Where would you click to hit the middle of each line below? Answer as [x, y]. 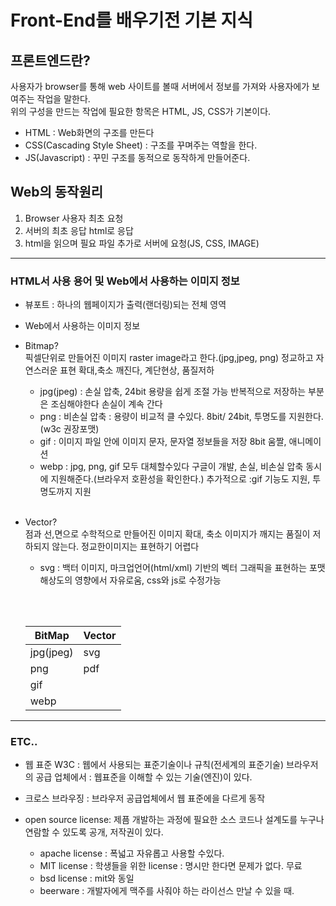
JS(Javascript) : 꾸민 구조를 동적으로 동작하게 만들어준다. [137, 157]
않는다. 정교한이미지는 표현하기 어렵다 [125, 547]
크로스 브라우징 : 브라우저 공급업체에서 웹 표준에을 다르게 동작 [145, 798]
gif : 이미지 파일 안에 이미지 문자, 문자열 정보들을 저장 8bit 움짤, [163, 442]
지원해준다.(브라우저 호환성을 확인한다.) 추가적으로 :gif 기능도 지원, [180, 479]
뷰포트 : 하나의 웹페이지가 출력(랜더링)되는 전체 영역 [125, 305]
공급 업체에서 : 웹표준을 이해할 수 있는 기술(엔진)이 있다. [144, 777]
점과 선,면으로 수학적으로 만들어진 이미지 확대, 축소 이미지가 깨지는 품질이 [167, 534]
